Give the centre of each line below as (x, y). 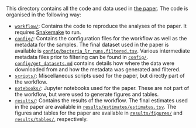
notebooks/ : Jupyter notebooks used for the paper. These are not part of (102, 88)
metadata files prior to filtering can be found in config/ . (81, 57)
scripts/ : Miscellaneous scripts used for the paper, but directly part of (100, 76)
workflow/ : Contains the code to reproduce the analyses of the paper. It (101, 26)
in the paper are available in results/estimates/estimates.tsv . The (95, 107)
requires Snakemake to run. (48, 32)
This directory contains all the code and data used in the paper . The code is (97, 8)
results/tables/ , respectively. (51, 119)
